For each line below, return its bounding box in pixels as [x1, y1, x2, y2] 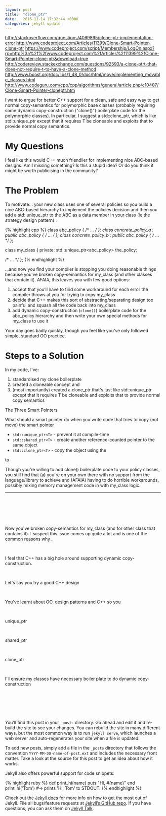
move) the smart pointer [5, 422, 54, 428]
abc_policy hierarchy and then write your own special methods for [12, 313, 147, 319]
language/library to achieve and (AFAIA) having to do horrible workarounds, [5, 477, 159, 483]
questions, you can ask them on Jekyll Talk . [5, 806, 94, 812]
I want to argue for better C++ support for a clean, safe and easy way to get [5, 97, 160, 103]
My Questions [5, 141, 64, 152]
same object [12, 442, 38, 448]
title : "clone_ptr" [5, 12, 48, 17]
